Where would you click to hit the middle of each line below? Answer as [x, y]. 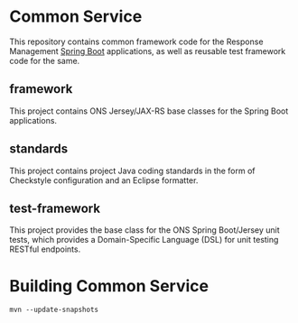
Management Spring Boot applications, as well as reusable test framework [148, 51]
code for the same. [45, 60]
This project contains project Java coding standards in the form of [132, 171]
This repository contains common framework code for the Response [136, 42]
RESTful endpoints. [45, 249]
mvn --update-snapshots [54, 310]
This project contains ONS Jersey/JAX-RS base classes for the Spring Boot [149, 111]
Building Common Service [109, 286]
